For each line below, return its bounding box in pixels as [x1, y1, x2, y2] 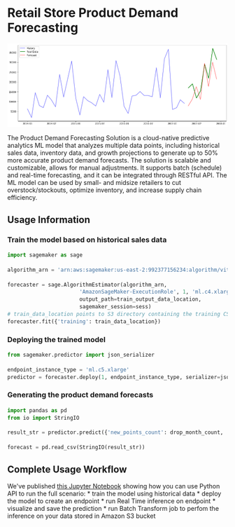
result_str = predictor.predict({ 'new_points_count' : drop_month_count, [7, 429, 224, 436]
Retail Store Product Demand [7, 5, 178, 21]
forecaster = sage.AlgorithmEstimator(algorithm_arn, [7, 281, 168, 288]
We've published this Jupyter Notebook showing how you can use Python [7, 481, 220, 490]
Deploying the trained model [7, 334, 106, 344]
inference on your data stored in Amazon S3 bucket [7, 512, 156, 520]
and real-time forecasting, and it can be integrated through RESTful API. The [7, 171, 227, 179]
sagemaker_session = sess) [79, 303, 152, 310]
